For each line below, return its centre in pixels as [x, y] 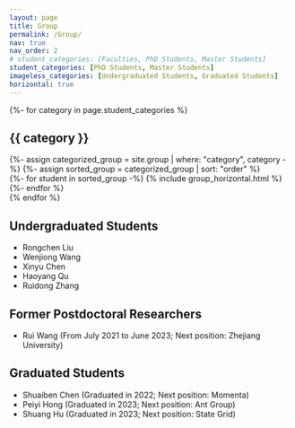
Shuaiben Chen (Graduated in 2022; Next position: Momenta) [135, 395]
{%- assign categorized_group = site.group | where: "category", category [145, 160]
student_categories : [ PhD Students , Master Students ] [112, 68]
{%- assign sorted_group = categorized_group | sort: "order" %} [141, 169]
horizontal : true [42, 84]
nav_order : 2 [34, 51]
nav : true [28, 43]
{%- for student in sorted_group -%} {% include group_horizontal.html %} [146, 179]
